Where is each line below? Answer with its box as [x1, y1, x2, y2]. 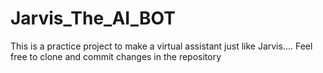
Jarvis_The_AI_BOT [10, 7, 176, 30]
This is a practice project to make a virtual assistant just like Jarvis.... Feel [10, 40, 313, 52]
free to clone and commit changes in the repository [10, 50, 222, 62]
